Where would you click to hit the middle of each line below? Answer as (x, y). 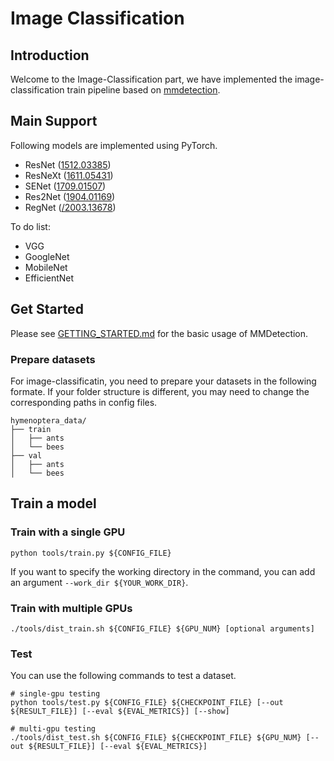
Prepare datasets (53, 359)
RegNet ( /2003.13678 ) (70, 207)
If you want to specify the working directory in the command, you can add (163, 571)
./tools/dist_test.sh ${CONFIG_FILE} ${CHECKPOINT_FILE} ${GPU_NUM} (156, 738)
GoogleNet (47, 256)
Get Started (47, 309)
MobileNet (46, 267)
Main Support (54, 121)
